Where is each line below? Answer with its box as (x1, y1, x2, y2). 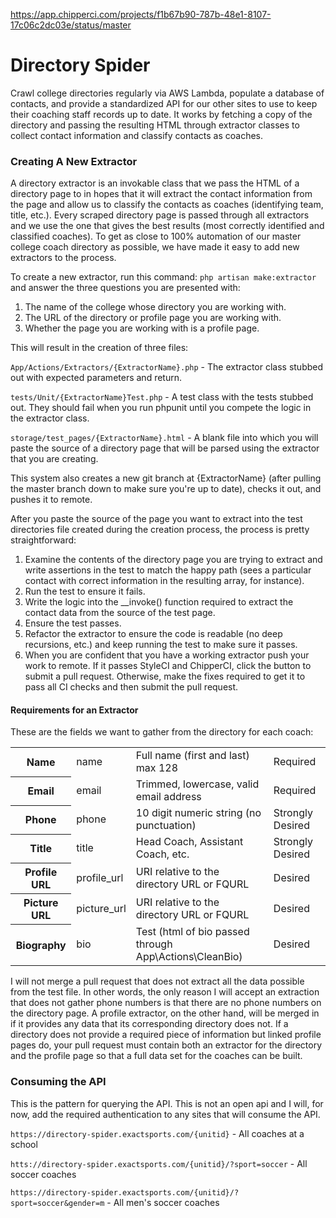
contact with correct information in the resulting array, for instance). (24, 575, 305, 587)
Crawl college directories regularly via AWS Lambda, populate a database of (10, 87, 325, 99)
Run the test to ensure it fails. (24, 585, 146, 598)
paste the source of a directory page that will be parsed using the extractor (10, 442, 320, 454)
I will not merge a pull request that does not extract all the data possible (10, 975, 305, 988)
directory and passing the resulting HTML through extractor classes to (10, 119, 300, 131)
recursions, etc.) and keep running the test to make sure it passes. (24, 639, 298, 651)
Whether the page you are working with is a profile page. (24, 322, 260, 334)
